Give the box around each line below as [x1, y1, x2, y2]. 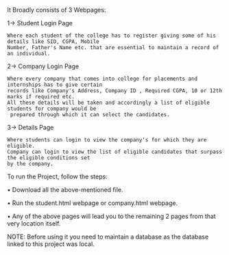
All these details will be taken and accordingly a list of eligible [7, 99, 210, 106]
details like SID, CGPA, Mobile [7, 38, 99, 45]
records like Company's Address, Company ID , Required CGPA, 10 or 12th [7, 88, 223, 94]
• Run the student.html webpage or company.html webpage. [7, 199, 178, 207]
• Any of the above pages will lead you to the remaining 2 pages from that [7, 212, 216, 220]
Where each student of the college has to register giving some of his [7, 32, 216, 39]
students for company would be [7, 105, 97, 112]
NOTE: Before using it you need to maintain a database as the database [7, 232, 209, 241]
